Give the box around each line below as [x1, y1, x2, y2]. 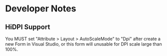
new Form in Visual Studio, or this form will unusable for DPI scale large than [5, 41, 162, 47]
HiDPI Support [5, 23, 50, 31]
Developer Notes [5, 3, 76, 14]
